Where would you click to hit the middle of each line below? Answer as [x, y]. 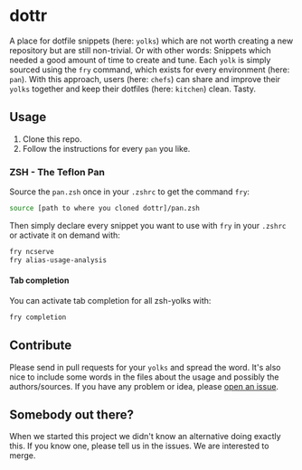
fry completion [38, 317]
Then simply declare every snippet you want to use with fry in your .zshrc [148, 225]
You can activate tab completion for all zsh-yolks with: [110, 300]
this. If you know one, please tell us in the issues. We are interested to [139, 446]
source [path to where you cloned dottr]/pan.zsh [105, 209]
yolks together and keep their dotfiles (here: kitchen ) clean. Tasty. [132, 89]
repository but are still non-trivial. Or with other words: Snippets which [140, 50]
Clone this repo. [52, 139]
